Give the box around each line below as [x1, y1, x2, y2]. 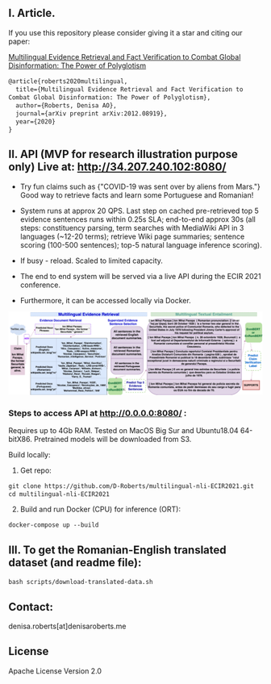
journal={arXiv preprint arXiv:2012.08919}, [15, 109, 168, 118]
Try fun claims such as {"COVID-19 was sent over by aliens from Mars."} [19, 181, 261, 191]
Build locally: [8, 450, 51, 460]
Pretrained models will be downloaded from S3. [33, 435, 192, 444]
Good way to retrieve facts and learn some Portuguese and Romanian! [19, 190, 254, 200]
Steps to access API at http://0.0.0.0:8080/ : [8, 407, 187, 419]
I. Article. [8, 6, 56, 20]
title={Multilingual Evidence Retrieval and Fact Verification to [15, 85, 244, 94]
